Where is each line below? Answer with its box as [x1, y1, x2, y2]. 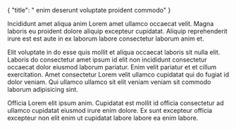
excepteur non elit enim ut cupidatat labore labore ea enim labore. [7, 114, 199, 122]
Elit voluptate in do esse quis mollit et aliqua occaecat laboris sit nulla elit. [7, 48, 221, 56]
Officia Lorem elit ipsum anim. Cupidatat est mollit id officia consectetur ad [7, 99, 224, 107]
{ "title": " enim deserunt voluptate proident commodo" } [7, 6, 171, 14]
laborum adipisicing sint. [7, 86, 79, 93]
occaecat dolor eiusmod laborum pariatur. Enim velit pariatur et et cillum [7, 63, 217, 71]
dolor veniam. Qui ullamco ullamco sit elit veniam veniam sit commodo [7, 78, 211, 86]
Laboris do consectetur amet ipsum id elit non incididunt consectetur [7, 55, 208, 64]
